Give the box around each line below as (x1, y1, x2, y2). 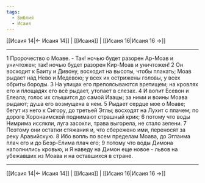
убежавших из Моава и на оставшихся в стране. (6, 152, 133, 160)
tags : (6, 9, 20, 15)
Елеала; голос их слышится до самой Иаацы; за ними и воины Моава (6, 94, 188, 101)
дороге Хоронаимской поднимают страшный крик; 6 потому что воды (6, 113, 190, 121)
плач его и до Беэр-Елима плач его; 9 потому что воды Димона (6, 139, 173, 147)
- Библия (12, 15, 34, 21)
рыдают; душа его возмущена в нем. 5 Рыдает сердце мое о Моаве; (6, 100, 186, 108)
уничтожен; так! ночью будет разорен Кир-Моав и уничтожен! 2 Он (6, 61, 184, 69)
